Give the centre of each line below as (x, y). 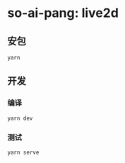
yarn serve (23, 152)
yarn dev (20, 118)
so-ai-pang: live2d (63, 13)
